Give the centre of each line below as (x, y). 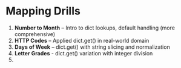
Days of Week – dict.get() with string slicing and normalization (92, 47)
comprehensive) (35, 34)
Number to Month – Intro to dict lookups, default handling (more (94, 28)
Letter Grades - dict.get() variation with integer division (84, 53)
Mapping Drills (43, 11)
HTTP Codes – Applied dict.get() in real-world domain (82, 40)
